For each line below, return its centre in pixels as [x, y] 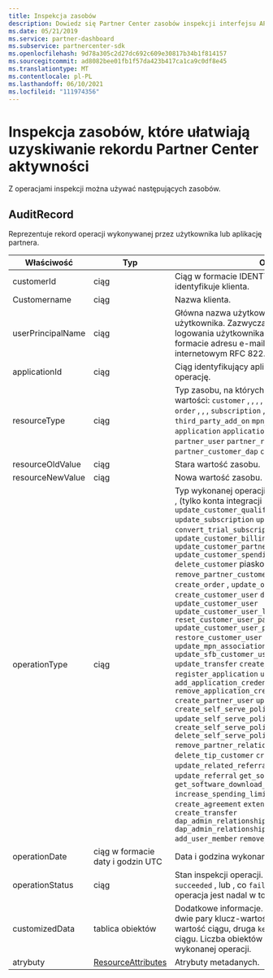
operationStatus [43, 885]
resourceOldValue [47, 464]
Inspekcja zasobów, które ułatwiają [129, 132]
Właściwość [49, 263]
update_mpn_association [220, 646]
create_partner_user [214, 701]
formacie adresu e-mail [220, 344]
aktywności [49, 166]
